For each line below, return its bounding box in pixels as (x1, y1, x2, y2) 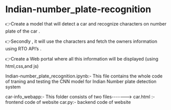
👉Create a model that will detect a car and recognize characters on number (5, 20, 167, 26)
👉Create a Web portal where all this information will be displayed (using (5, 56, 159, 62)
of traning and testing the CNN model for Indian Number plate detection (5, 78, 157, 85)
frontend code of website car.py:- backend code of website (5, 99, 131, 105)
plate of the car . (5, 28, 40, 34)
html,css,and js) (5, 63, 39, 69)
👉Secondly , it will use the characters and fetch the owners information (5, 38, 158, 44)
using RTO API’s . (5, 45, 42, 51)
